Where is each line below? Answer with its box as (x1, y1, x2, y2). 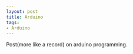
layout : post (6, 8, 38, 15)
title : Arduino (6, 14, 44, 20)
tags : (6, 19, 19, 25)
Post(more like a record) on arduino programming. (6, 41, 128, 48)
